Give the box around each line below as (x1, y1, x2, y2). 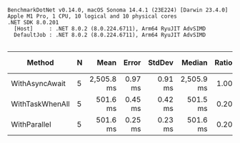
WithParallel (11, 120, 51, 129)
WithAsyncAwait (11, 79, 66, 88)
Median (181, 58, 209, 68)
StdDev (147, 58, 174, 68)
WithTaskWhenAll (11, 99, 70, 109)
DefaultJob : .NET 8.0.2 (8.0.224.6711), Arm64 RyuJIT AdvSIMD (14, 31, 206, 38)
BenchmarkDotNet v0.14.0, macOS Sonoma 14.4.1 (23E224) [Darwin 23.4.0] (7, 6, 229, 14)
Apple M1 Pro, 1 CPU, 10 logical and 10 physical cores (7, 13, 177, 20)
